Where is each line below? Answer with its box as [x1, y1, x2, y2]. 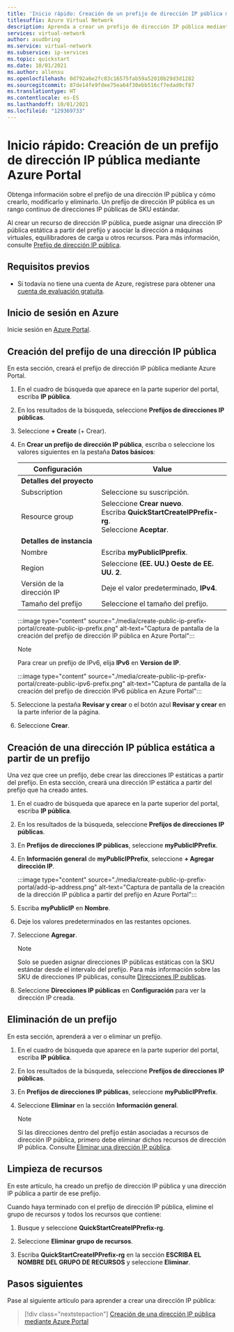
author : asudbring [7, 36, 61, 43]
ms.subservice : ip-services [7, 49, 89, 56]
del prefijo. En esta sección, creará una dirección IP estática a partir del [7, 778, 212, 786]
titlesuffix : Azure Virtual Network [7, 17, 114, 24]
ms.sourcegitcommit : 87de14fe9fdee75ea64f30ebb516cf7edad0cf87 [7, 82, 195, 89]
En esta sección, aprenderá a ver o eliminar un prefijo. [7, 1032, 162, 1041]
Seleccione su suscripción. [100, 487, 189, 497]
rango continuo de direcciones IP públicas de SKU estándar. [7, 205, 180, 213]
